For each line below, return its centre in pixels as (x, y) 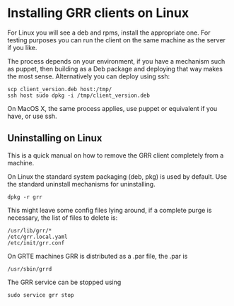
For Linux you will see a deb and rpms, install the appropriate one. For (109, 33)
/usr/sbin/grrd (30, 269)
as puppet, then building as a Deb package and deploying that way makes (115, 69)
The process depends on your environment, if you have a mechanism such (116, 61)
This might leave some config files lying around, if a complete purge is (110, 210)
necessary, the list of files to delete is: (63, 218)
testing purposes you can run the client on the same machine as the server (117, 40)
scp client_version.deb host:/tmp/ (60, 89)
